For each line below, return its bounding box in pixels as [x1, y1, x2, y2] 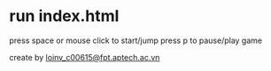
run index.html [9, 6, 120, 26]
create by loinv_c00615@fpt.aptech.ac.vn [9, 52, 160, 62]
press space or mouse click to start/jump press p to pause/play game [9, 35, 263, 46]
